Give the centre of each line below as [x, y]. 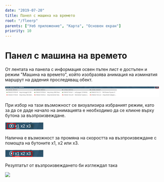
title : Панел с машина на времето [40, 15]
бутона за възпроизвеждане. [35, 115]
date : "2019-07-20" [25, 10]
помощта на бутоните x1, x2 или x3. [42, 143]
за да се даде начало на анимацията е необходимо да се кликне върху [80, 110]
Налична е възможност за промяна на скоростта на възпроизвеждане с [81, 138]
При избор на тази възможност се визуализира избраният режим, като [80, 105]
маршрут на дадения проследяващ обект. [49, 80]
